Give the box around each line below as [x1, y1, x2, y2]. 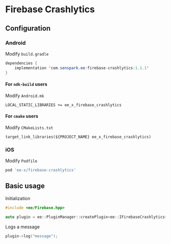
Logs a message [5, 224, 40, 230]
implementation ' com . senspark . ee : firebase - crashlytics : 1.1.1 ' [14, 65, 149, 70]
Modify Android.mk [5, 92, 44, 99]
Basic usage [5, 182, 45, 190]
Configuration [5, 24, 51, 33]
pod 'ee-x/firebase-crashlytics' [5, 167, 76, 173]
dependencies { [5, 60, 38, 66]
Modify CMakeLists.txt [5, 124, 53, 131]
